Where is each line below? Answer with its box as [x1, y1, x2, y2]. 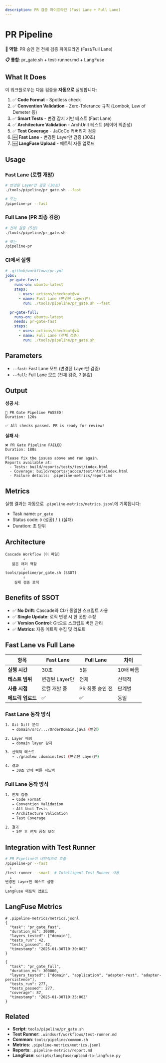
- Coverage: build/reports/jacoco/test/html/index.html [9, 469, 128, 474]
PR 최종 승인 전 [79, 685, 113, 692]
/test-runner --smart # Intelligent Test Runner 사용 [5, 870, 120, 875]
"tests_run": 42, [9, 938, 46, 943]
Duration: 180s [5, 447, 37, 452]
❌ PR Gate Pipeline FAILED [5, 443, 62, 448]
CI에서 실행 [5, 257, 31, 264]
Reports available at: [5, 460, 52, 465]
